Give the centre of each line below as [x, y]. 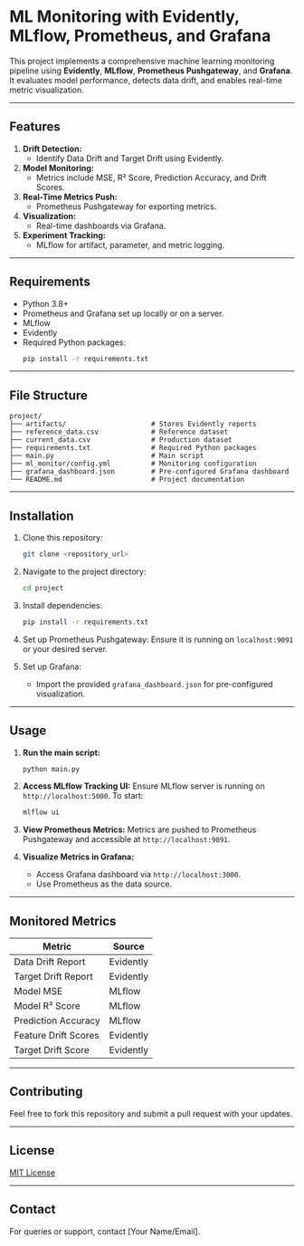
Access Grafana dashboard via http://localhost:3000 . [138, 875]
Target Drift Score [52, 1050]
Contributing [46, 1092]
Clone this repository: [62, 538]
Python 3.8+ [46, 303]
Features [35, 127]
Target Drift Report [53, 977]
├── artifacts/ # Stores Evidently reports [133, 424]
